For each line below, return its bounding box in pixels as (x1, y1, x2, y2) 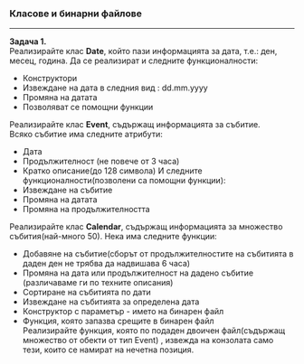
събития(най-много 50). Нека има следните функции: (9, 231, 217, 242)
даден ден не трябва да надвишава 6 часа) (22, 258, 191, 269)
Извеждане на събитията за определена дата (22, 296, 200, 307)
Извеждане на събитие (22, 184, 113, 196)
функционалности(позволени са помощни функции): (22, 175, 226, 186)
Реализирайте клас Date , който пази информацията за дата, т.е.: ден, (9, 46, 278, 57)
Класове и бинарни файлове (9, 7, 142, 20)
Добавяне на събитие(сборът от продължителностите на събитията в (22, 248, 294, 259)
